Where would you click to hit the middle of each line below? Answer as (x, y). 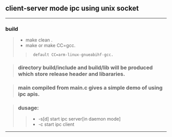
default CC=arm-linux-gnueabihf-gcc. (73, 55)
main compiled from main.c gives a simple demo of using (90, 87)
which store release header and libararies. (71, 74)
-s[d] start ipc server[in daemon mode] (80, 119)
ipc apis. (29, 94)
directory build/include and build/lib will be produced (85, 67)
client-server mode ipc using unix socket (72, 8)
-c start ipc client (56, 124)
